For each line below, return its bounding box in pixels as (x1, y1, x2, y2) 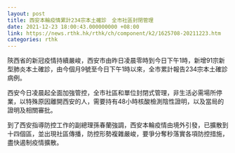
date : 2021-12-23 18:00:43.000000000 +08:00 (7, 23, 140, 30)
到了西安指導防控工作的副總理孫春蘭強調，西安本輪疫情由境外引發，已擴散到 (7, 121, 229, 129)
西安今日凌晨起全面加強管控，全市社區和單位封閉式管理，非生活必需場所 (7, 89, 216, 97)
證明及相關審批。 (7, 106, 57, 115)
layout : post (7, 10, 46, 17)
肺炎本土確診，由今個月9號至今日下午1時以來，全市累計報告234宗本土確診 (13, 65, 228, 73)
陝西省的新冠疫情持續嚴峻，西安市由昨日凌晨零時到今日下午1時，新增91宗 (7, 57, 220, 65)
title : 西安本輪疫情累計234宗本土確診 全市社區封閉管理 (7, 17, 154, 24)
